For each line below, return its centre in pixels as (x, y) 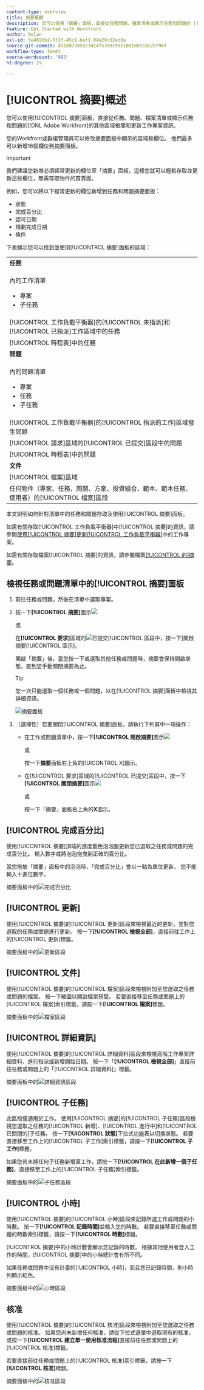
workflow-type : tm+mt (34, 52)
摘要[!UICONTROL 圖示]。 (48, 646)
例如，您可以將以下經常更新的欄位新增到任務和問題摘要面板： (83, 191)
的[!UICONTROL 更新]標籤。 (42, 939)
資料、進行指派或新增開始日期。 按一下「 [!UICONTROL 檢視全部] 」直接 (100, 1061)
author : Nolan (24, 35)
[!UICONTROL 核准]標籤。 (39, 1347)
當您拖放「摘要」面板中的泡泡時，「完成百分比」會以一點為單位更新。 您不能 (101, 867)
